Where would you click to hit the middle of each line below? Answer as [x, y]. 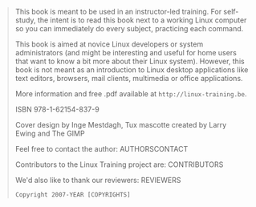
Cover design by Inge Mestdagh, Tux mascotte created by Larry [121, 125]
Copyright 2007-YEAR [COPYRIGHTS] [73, 195]
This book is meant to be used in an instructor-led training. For [118, 12]
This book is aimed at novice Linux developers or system [109, 44]
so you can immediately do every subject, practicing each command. [129, 28]
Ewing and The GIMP [50, 133]
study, [25, 20]
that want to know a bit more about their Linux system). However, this [130, 61]
